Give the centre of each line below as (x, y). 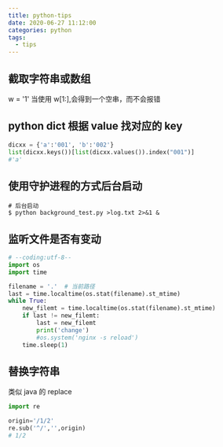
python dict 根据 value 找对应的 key (95, 126)
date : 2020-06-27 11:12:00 (52, 23)
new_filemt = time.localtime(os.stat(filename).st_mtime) (119, 308)
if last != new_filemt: (61, 316)
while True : (27, 301)
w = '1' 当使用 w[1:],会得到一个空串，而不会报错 (84, 98)
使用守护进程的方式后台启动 (75, 186)
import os (24, 264)
